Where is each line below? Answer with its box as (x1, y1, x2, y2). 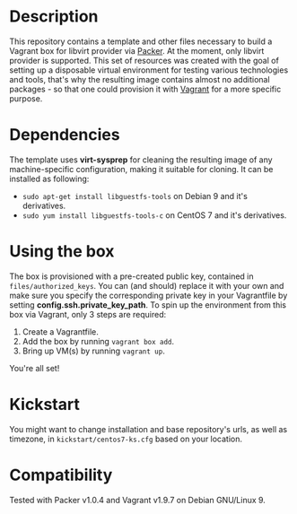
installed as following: (9, 173, 90, 184)
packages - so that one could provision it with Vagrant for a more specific (9, 83, 282, 94)
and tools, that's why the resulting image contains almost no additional (9, 74, 271, 84)
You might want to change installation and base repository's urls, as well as (9, 423, 288, 434)
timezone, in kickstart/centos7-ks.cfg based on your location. (9, 433, 243, 444)
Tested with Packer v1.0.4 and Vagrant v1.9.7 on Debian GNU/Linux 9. (9, 494, 266, 505)
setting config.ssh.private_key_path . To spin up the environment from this (9, 299, 287, 310)
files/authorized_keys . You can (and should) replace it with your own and (9, 280, 284, 291)
